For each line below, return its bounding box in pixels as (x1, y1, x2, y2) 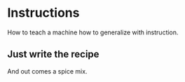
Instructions (7, 5, 80, 21)
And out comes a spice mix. (7, 67, 88, 75)
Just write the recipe (7, 48, 100, 60)
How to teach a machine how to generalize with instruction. (7, 28, 179, 36)
